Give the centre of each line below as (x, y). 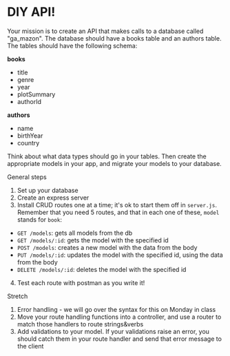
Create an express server (53, 198)
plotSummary (36, 94)
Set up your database (48, 190)
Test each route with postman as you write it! (81, 282)
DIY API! (31, 12)
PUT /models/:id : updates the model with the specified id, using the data (120, 255)
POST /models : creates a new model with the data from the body (107, 247)
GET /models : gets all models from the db (75, 233)
